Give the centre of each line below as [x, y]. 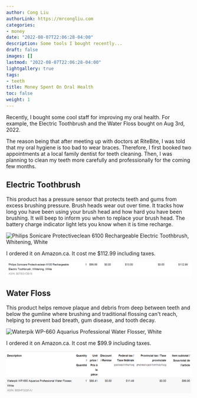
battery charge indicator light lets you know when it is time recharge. [89, 224]
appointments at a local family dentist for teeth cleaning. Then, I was [89, 154]
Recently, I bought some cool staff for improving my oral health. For [88, 117]
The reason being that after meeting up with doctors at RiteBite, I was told [96, 141]
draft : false [22, 50]
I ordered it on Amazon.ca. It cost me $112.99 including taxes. [81, 253]
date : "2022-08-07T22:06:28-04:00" [50, 37]
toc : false [19, 94]
